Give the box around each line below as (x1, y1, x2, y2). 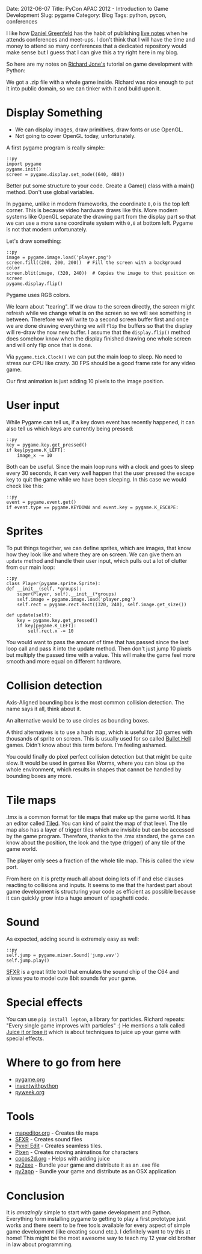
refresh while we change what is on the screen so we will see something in (6, 309, 192, 316)
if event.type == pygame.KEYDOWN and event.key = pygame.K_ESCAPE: (6, 504, 179, 510)
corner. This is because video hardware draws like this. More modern (6, 206, 179, 213)
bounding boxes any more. (6, 772, 73, 779)
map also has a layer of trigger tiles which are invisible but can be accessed (6, 826, 194, 833)
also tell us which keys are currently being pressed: (6, 425, 134, 432)
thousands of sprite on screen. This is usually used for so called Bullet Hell (6, 735, 191, 742)
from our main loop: (6, 563, 55, 571)
